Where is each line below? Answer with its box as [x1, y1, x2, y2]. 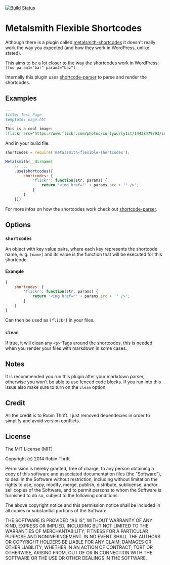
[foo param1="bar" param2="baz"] [5, 65, 76, 70]
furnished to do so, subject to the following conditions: [5, 492, 119, 498]
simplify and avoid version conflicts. [5, 418, 80, 424]
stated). [5, 50, 22, 56]
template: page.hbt [5, 117, 47, 122]
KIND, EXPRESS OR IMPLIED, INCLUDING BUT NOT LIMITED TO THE [5, 522, 149, 529]
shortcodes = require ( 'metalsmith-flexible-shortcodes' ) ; [5, 150, 130, 155]
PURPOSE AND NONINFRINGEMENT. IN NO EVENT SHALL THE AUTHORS [5, 533, 161, 539]
